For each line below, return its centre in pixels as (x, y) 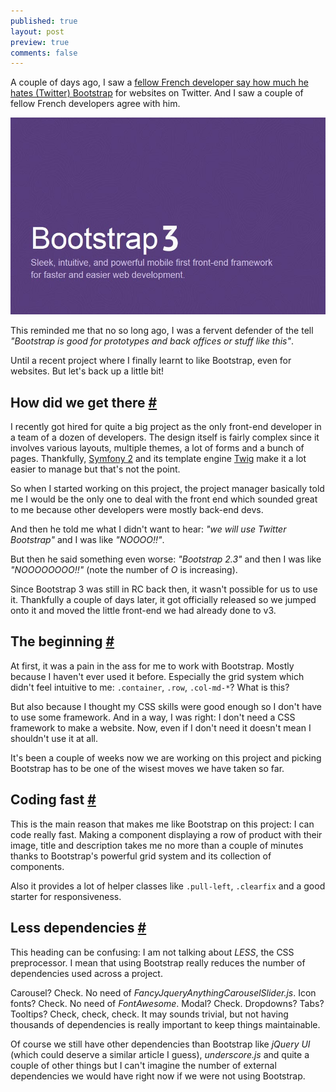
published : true (44, 21)
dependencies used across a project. (86, 973)
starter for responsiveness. (66, 896)
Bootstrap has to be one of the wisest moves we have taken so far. (147, 768)
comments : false (44, 53)
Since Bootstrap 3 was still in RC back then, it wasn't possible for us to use (164, 589)
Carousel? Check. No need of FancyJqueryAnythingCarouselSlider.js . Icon (163, 992)
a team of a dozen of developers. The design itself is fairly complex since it (165, 437)
